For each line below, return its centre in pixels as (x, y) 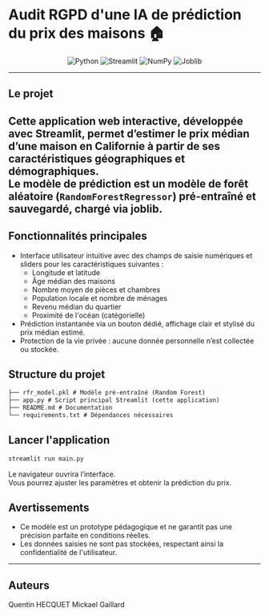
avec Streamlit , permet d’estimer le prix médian (129, 134)
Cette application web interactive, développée (126, 121)
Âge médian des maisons (74, 281)
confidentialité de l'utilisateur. (68, 553)
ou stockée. (39, 349)
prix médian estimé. (52, 332)
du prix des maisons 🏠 (86, 33)
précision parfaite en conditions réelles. (85, 536)
